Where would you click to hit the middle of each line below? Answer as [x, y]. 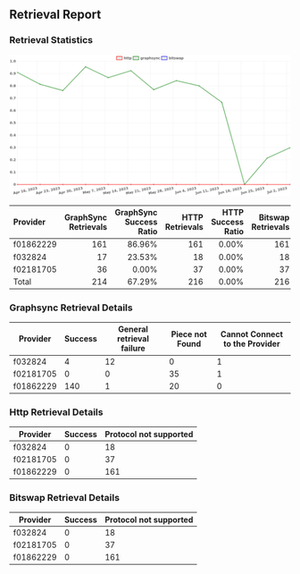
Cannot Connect [252, 333]
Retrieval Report [55, 15]
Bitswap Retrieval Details [65, 497]
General [133, 329]
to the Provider [251, 343]
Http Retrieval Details [56, 412]
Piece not [189, 333]
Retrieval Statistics [51, 40]
